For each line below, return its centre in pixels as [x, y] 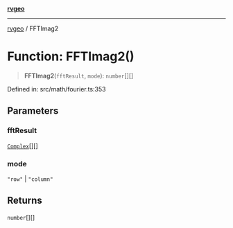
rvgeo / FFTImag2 [33, 28]
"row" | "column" [30, 179]
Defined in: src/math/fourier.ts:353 [57, 89]
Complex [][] [23, 146]
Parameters [33, 111]
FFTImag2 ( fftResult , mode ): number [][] [79, 76]
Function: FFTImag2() [71, 56]
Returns [25, 201]
